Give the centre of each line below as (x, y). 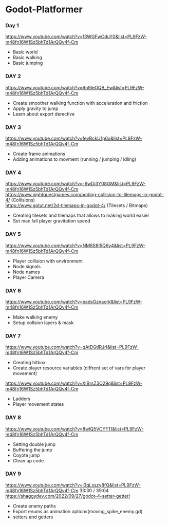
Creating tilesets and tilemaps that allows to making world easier (81, 215)
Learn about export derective (44, 114)
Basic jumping (28, 63)
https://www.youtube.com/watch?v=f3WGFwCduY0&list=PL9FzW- (76, 36)
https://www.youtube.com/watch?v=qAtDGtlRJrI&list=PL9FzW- (72, 347)
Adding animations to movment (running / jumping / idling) (74, 159)
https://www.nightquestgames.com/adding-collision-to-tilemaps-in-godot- (85, 195)
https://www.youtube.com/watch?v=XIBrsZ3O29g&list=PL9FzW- (74, 383)
